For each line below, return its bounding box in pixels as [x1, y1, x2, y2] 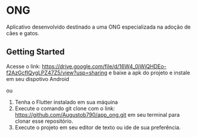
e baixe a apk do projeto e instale [108, 69, 190, 76]
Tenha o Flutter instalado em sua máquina [14, 98, 118, 105]
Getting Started [6, 47, 65, 57]
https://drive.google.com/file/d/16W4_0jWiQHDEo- [41, 63, 167, 70]
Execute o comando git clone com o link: [14, 105, 115, 112]
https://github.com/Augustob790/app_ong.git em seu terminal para [14, 111, 180, 118]
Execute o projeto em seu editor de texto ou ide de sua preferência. [14, 123, 181, 131]
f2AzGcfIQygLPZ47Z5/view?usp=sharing [6, 69, 107, 76]
